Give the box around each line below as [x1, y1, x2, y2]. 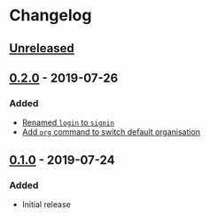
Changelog [9, 5, 92, 26]
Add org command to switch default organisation [21, 127, 201, 137]
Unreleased [9, 41, 75, 56]
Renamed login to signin [21, 117, 115, 128]
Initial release [21, 198, 71, 209]
